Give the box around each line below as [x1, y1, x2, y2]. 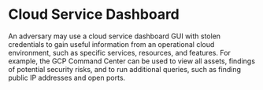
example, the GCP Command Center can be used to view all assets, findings [8, 56, 256, 66]
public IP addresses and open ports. [8, 73, 126, 82]
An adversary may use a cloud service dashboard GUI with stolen [8, 31, 221, 41]
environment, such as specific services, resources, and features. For [8, 48, 231, 57]
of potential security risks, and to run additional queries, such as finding [8, 64, 242, 74]
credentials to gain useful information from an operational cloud [8, 39, 215, 49]
